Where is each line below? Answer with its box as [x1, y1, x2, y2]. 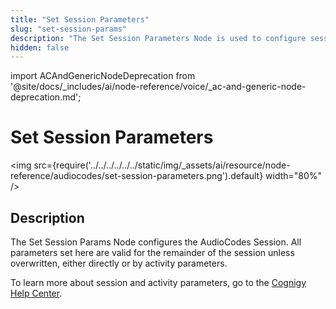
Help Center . [10, 287, 63, 299]
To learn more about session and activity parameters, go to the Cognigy [10, 277, 307, 288]
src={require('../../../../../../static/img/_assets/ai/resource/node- [33, 159, 291, 171]
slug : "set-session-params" [10, 24, 128, 34]
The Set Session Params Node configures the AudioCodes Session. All [10, 236, 302, 248]
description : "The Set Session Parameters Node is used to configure [10, 33, 307, 43]
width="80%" [265, 170, 323, 182]
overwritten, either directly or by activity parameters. [10, 257, 228, 269]
